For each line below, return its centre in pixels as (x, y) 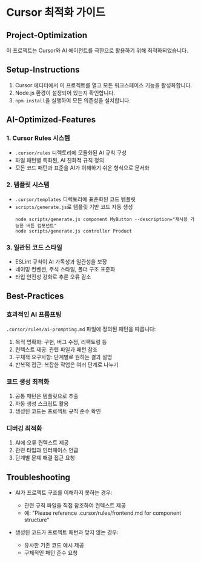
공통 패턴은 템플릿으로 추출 (47, 396)
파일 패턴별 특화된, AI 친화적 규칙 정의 (60, 160)
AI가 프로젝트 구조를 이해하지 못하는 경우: (64, 493)
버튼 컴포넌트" (41, 226)
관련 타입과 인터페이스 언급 (47, 450)
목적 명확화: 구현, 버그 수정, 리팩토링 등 (61, 342)
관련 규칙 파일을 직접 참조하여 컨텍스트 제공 (75, 506)
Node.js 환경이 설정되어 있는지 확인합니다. (65, 93)
